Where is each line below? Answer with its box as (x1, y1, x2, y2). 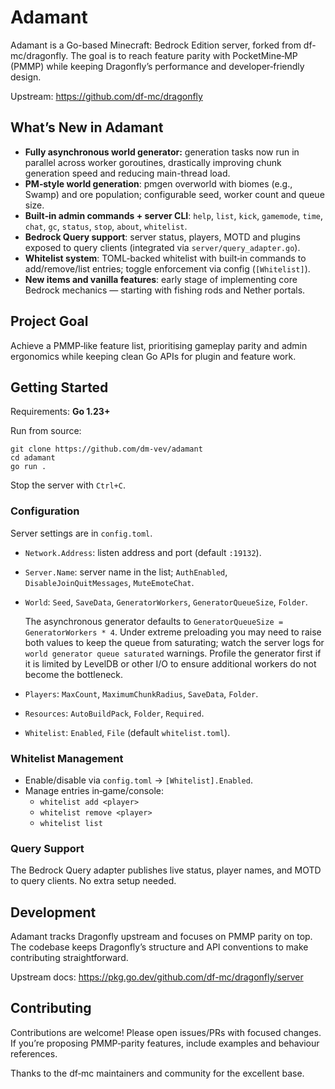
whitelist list (39, 818, 103, 828)
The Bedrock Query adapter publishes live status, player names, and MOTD (10, 864, 322, 876)
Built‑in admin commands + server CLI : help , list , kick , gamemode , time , (24, 209, 324, 221)
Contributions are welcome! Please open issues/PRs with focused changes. (10, 1026, 322, 1038)
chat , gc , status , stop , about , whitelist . (24, 220, 188, 232)
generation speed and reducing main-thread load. (24, 167, 231, 179)
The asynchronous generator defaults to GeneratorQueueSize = (24, 615, 284, 627)
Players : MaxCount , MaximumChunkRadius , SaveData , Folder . (24, 687, 259, 700)
